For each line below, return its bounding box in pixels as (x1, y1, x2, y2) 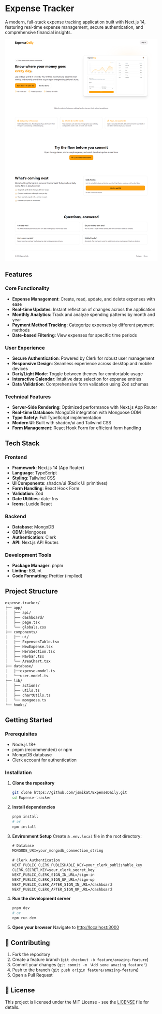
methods (12, 327, 30, 333)
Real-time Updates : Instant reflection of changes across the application (12, 306, 156, 312)
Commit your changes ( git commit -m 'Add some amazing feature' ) (12, 962, 147, 968)
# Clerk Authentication (12, 857, 60, 863)
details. (5, 1004, 20, 1010)
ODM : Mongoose (12, 529, 46, 535)
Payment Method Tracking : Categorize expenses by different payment (12, 322, 154, 328)
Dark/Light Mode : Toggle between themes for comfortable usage (12, 370, 143, 377)
